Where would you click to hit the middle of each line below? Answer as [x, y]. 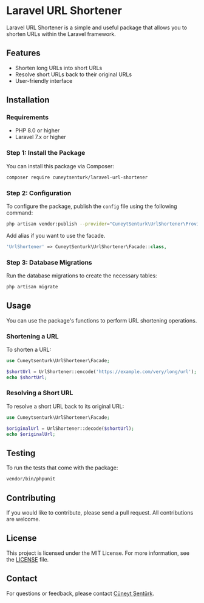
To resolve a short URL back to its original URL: [65, 406]
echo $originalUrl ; [31, 434]
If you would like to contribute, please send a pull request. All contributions [100, 512]
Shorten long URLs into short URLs [59, 68]
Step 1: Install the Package [46, 153]
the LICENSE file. [28, 559]
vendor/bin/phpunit [31, 479]
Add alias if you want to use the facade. [56, 235]
